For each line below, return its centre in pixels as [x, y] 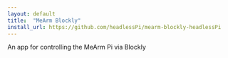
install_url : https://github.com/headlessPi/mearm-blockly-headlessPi [114, 27]
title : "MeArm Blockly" [44, 21]
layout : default [31, 14]
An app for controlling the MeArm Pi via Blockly [77, 47]
